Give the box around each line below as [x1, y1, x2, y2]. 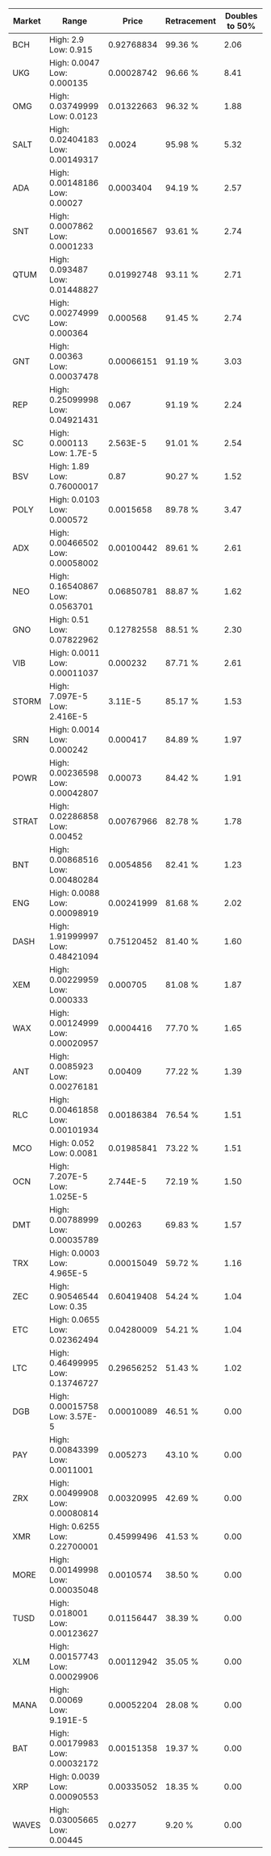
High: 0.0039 [49, 1771, 100, 1782]
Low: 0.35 [49, 1301, 88, 1312]
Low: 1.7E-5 [49, 448, 98, 458]
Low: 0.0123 [49, 111, 98, 122]
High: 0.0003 [49, 1248, 100, 1258]
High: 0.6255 [49, 1521, 100, 1532]
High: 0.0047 [49, 57, 100, 68]
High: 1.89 [49, 461, 90, 471]
